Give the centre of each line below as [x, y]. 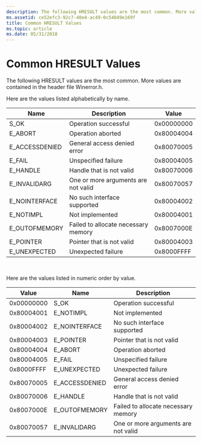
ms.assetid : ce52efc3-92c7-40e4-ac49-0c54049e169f [71, 17]
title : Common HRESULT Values [44, 23]
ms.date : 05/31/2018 [32, 34]
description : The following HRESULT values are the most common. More [96, 12]
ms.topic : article [29, 29]
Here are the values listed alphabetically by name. [68, 99]
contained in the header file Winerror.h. [55, 87]
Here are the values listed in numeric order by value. [71, 278]
